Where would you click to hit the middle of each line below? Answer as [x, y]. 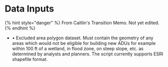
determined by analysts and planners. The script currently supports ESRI [88, 54]
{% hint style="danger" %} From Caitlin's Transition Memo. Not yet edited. [82, 23]
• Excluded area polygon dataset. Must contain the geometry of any [82, 38]
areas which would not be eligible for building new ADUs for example [84, 43]
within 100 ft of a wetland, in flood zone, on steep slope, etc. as [78, 48]
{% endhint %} [20, 28]
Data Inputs [29, 9]
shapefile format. [30, 59]
